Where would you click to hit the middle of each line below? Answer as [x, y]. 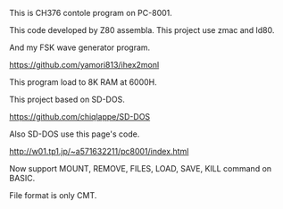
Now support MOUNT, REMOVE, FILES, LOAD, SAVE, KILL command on [141, 168]
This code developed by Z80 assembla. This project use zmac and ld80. [142, 30]
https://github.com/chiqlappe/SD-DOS [80, 117]
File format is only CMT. [53, 195]
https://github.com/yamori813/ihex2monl [84, 65]
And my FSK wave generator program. [80, 47]
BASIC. [22, 178]
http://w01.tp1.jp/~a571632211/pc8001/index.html [99, 151]
